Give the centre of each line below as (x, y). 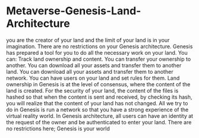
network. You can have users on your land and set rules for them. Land (93, 78)
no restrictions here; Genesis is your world (58, 128)
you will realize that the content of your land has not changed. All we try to (97, 103)
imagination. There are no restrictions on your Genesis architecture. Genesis (99, 46)
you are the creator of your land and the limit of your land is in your (88, 40)
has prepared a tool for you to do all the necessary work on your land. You (97, 52)
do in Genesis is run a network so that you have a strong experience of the (97, 109)
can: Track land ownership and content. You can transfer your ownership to (99, 59)
